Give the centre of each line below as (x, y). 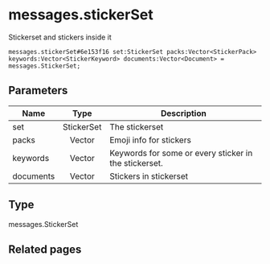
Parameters (38, 91)
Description (183, 113)
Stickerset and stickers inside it (60, 37)
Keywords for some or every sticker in (181, 153)
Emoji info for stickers (150, 140)
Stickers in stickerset (149, 176)
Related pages (45, 249)
